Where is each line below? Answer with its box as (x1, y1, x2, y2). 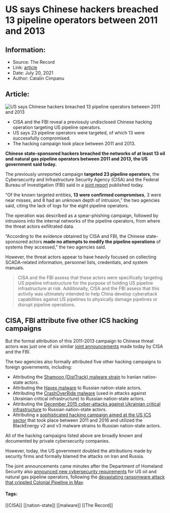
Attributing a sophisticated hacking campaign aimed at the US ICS (12, 412, 151, 418)
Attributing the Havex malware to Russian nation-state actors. (12, 385, 142, 391)
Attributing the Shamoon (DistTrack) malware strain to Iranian (12, 373, 141, 380)
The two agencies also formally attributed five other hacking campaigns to (5, 358, 161, 365)
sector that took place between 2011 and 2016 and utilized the (12, 417, 143, 423)
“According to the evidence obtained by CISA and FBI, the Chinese (5, 233, 145, 239)
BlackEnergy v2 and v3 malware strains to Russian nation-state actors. (12, 422, 161, 428)
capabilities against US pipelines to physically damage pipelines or (17, 296, 158, 302)
